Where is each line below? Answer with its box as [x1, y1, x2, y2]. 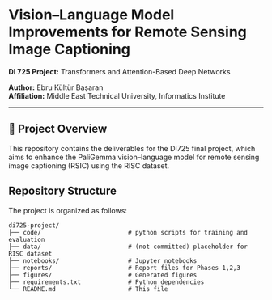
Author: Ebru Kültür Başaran [8, 82, 104, 92]
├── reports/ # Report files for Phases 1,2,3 [8, 264, 241, 272]
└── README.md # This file [8, 285, 168, 293]
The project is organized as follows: [8, 205, 128, 215]
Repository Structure [8, 184, 117, 198]
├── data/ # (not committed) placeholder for [8, 243, 249, 251]
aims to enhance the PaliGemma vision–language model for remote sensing [8, 152, 260, 162]
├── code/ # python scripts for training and [8, 228, 249, 236]
